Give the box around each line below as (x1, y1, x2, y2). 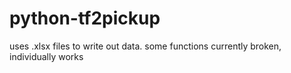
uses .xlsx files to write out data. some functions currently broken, (9, 40, 282, 52)
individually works (9, 50, 84, 62)
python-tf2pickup (9, 7, 161, 30)
